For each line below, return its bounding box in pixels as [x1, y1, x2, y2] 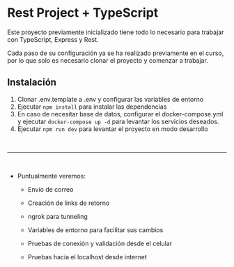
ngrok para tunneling [27, 212, 88, 220]
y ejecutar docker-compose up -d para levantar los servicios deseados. [17, 117, 219, 125]
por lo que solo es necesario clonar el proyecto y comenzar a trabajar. [7, 56, 209, 64]
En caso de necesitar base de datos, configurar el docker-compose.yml [17, 109, 224, 118]
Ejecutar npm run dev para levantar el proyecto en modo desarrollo [17, 124, 208, 133]
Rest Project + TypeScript [7, 5, 159, 21]
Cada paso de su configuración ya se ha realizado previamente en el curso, [7, 49, 224, 57]
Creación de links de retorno [27, 199, 110, 207]
